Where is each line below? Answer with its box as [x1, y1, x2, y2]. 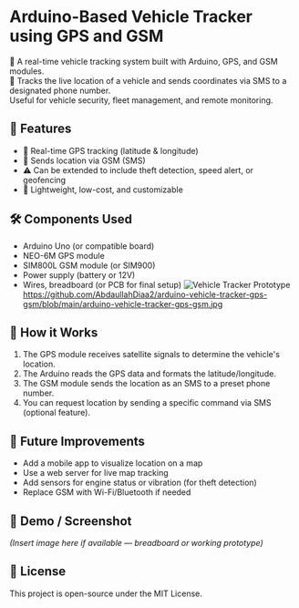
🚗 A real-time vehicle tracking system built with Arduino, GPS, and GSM [9, 56, 278, 67]
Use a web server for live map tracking [22, 468, 169, 479]
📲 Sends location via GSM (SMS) [22, 155, 146, 166]
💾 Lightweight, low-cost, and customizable [22, 184, 184, 195]
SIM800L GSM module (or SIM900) [22, 260, 156, 271]
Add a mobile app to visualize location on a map [22, 458, 203, 469]
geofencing [22, 174, 67, 185]
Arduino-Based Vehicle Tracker [9, 6, 253, 27]
